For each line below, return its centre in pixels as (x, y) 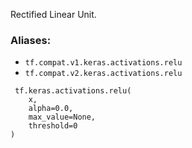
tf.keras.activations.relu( (73, 91)
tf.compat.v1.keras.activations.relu (103, 63)
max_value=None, (62, 117)
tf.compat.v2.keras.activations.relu (103, 74)
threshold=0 (53, 126)
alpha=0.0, (51, 109)
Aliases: (31, 40)
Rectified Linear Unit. (53, 14)
